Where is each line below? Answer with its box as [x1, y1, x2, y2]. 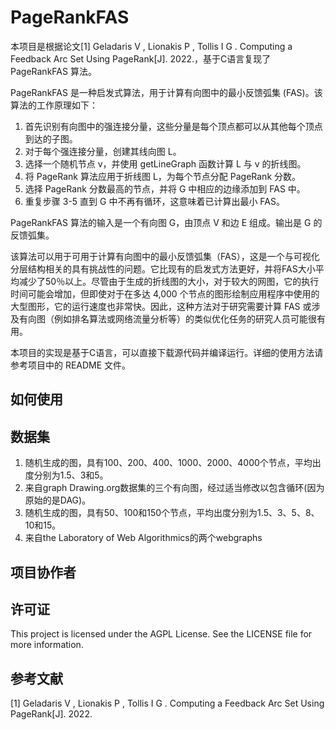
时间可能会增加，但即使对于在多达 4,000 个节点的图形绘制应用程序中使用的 [10, 287, 320, 300]
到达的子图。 [24, 132, 78, 145]
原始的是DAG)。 [24, 494, 92, 506]
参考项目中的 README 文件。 [10, 359, 132, 371]
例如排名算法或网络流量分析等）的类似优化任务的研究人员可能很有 [53, 312, 326, 325]
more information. [10, 639, 84, 651]
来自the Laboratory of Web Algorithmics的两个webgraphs [24, 532, 263, 544]
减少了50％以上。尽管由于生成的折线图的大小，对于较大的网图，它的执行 [18, 275, 320, 287]
